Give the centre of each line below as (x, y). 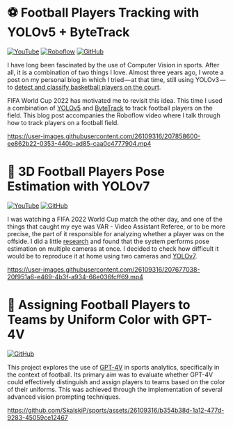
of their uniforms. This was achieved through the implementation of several (115, 389)
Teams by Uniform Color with (93, 320)
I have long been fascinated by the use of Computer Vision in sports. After (113, 65)
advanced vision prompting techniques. (64, 397)
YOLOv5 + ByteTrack (69, 32)
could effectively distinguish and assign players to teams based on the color (116, 381)
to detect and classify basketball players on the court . (84, 87)
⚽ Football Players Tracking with (103, 13)
